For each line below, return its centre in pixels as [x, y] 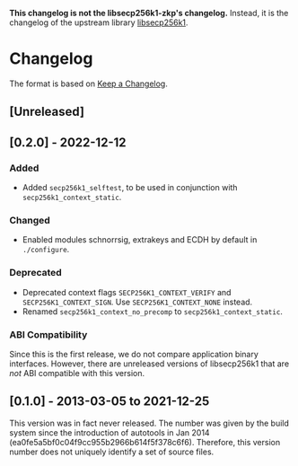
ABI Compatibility [48, 334]
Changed [30, 220]
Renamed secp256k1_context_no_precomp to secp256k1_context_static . [152, 311]
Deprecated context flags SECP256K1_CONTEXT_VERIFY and [127, 292]
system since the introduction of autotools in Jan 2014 [110, 432]
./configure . [46, 250]
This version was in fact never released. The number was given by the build [149, 423]
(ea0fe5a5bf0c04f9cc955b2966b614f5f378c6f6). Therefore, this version [145, 442]
